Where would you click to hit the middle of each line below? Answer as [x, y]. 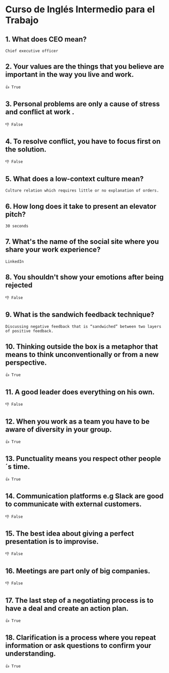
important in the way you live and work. [70, 75]
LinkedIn [15, 261]
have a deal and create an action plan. [67, 608]
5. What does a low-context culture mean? [75, 178]
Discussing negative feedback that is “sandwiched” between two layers [83, 326]
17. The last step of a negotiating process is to [79, 600]
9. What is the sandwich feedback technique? [80, 315]
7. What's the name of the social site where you [82, 242]
